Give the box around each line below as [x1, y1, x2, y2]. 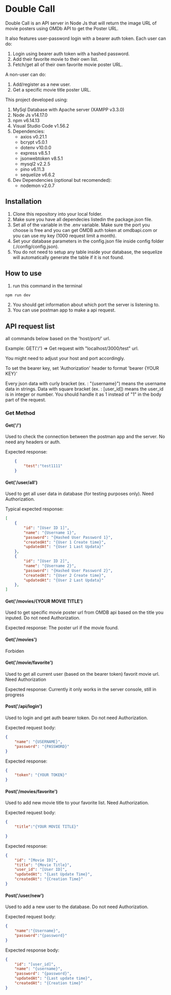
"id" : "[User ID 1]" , [23, 525, 70, 530]
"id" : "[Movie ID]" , [14, 858, 58, 863]
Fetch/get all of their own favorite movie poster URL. [12, 61, 123, 67]
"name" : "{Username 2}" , [23, 563, 77, 568]
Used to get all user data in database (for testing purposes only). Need [5, 491, 154, 497]
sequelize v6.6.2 [20, 172, 55, 178]
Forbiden [5, 648, 25, 654]
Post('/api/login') [5, 703, 42, 709]
